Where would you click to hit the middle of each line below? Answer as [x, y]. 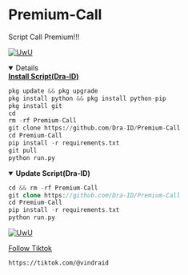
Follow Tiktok [30, 249]
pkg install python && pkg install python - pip [87, 98]
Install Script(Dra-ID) [44, 76]
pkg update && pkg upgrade [53, 91]
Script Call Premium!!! [44, 37]
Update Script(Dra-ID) [53, 173]
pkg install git [35, 106]
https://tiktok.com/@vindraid [59, 263]
